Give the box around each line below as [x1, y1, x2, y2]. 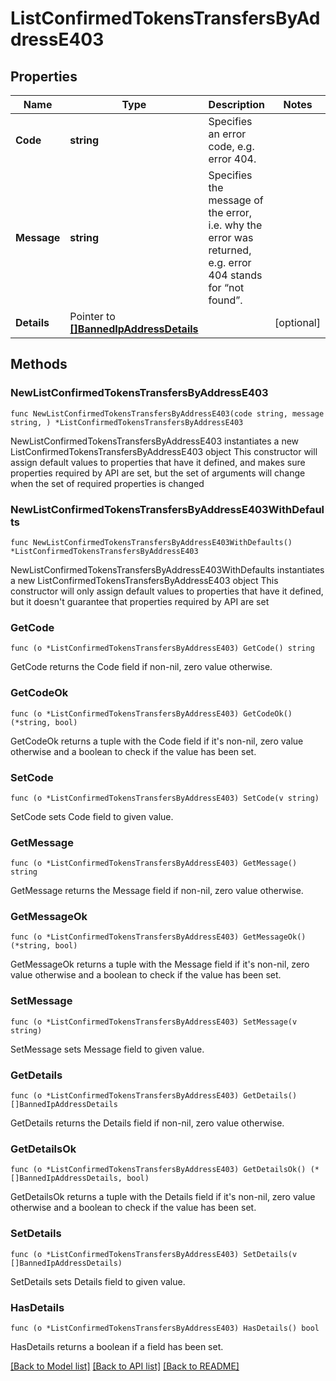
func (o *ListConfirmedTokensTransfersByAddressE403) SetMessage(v [10, 1017, 298, 1027]
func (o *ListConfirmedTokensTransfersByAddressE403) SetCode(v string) [10, 793, 320, 803]
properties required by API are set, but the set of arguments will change [10, 467, 306, 479]
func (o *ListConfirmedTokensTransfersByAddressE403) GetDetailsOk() [10, 1165, 307, 1175]
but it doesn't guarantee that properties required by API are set [10, 595, 270, 607]
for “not [208, 281, 245, 294]
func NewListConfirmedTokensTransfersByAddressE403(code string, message [10, 408, 325, 419]
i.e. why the [208, 218, 263, 232]
